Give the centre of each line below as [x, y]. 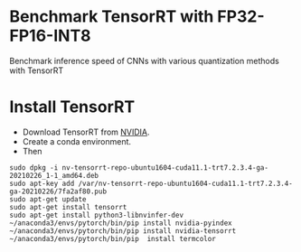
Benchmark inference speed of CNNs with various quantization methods [145, 61]
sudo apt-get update [48, 199]
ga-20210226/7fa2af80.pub [58, 191]
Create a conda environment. [77, 141]
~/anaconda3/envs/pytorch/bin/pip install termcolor [113, 238]
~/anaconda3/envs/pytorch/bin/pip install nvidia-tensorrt [123, 231]
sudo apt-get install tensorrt [68, 207]
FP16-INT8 [51, 36]
